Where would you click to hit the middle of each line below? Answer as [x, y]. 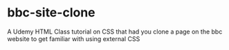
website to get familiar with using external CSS [74, 38]
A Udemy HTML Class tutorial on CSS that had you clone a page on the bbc [115, 32]
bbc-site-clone [51, 13]
